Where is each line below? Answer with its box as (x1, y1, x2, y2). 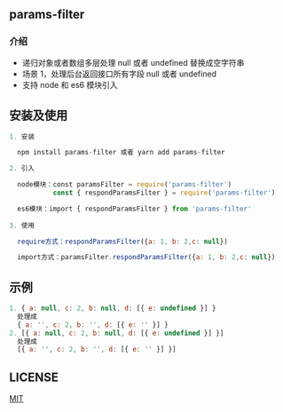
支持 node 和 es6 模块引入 (21, 79, 118, 90)
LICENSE (9, 369, 59, 384)
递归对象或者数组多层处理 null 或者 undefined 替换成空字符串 (21, 57, 245, 67)
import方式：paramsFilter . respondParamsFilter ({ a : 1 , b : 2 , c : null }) (17, 253, 276, 262)
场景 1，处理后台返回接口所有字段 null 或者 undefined (21, 68, 217, 79)
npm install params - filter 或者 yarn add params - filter (17, 148, 225, 157)
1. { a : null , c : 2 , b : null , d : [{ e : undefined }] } (9, 304, 216, 313)
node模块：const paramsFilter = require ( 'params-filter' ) (17, 180, 232, 189)
